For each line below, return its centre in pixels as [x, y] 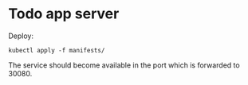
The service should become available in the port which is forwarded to [124, 65]
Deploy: [21, 36]
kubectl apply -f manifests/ [57, 50]
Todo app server [64, 14]
